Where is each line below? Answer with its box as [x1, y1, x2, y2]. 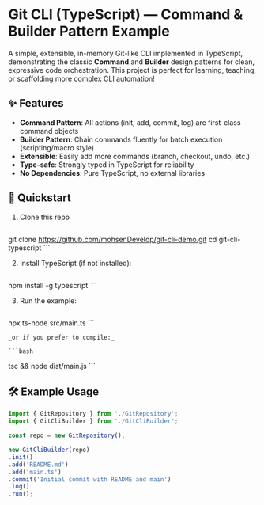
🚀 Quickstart [8, 192, 71, 205]
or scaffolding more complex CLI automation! [8, 74, 156, 83]
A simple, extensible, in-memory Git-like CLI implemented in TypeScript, [8, 48, 243, 58]
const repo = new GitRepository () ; [8, 431, 126, 440]
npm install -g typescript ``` [8, 280, 97, 290]
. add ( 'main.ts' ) [8, 468, 62, 476]
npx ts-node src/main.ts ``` [8, 318, 95, 328]
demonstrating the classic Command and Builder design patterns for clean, [8, 57, 255, 66]
